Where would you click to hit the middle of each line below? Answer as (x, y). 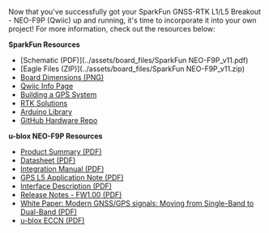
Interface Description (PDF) (66, 186)
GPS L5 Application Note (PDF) (72, 178)
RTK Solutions (44, 103)
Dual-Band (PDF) (49, 212)
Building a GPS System (58, 95)
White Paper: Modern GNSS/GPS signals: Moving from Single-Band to (137, 203)
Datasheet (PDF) (48, 160)
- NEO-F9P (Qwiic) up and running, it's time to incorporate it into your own (132, 20)
